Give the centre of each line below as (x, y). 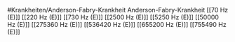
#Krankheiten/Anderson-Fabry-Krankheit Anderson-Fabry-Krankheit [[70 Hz (118, 10)
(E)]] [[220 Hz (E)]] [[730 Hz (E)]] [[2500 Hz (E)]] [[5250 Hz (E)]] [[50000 (113, 17)
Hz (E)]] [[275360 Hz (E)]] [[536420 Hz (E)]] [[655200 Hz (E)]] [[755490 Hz (117, 24)
